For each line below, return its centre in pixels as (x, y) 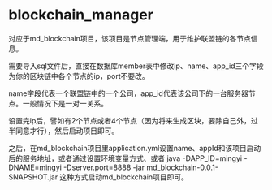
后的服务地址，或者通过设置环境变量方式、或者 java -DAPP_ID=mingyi (125, 158)
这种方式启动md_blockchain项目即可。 (124, 177)
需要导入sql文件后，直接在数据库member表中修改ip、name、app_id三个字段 (136, 66)
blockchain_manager (81, 15)
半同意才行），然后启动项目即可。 (64, 131)
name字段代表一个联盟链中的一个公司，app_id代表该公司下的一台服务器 (129, 93)
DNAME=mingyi (35, 167)
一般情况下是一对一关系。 (65, 103)
